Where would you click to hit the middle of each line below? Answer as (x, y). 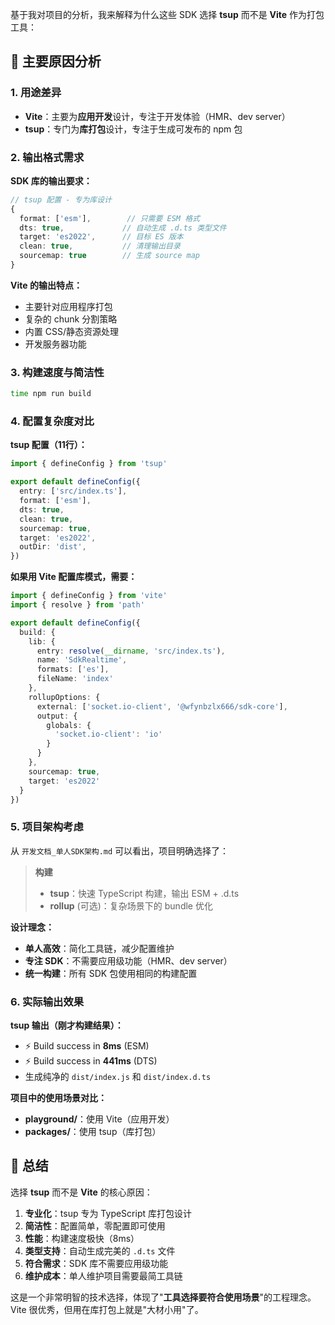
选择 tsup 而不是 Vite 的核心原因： (81, 1192)
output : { (57, 716)
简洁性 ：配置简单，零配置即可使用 (95, 1225)
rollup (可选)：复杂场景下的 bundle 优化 (131, 905)
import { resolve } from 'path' (77, 605)
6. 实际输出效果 (47, 1001)
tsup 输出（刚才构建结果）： (67, 1025)
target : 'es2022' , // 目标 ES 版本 (101, 237)
